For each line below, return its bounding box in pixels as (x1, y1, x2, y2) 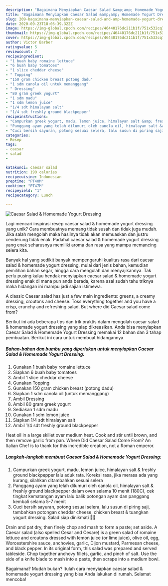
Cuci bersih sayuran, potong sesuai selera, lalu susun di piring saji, (12, 504, 150, 510)
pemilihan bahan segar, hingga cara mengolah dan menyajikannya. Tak (5, 267, 152, 273)
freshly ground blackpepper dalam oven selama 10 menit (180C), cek (12, 488, 155, 494)
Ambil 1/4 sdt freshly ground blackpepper (12, 422, 99, 428)
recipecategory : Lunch (5, 193, 53, 198)
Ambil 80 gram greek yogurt (12, 401, 71, 407)
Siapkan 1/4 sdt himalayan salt (12, 417, 75, 423)
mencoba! (5, 576, 26, 582)
